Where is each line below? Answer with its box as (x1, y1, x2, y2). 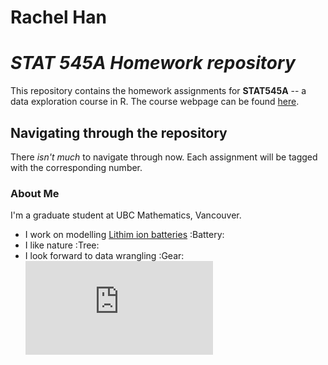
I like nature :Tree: (24, 239, 100, 251)
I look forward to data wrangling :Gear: (24, 250, 185, 262)
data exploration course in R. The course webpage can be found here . (10, 96, 300, 108)
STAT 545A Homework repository (10, 52, 296, 75)
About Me (10, 186, 60, 200)
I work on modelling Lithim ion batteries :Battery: (24, 229, 225, 241)
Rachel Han (10, 6, 107, 29)
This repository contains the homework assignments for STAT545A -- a (10, 85, 307, 97)
